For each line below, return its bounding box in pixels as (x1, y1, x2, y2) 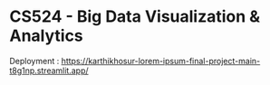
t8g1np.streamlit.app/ (9, 65, 89, 76)
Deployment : (9, 55, 60, 66)
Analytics (9, 25, 83, 46)
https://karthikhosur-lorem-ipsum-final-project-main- (61, 55, 261, 66)
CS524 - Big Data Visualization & (9, 6, 261, 27)
